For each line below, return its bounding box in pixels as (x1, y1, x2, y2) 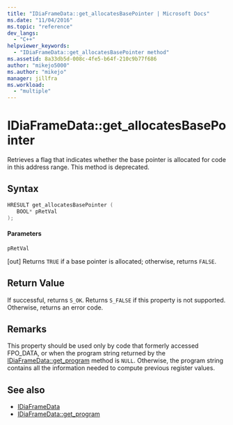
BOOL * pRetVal (16, 208, 58, 215)
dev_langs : (7, 29, 39, 37)
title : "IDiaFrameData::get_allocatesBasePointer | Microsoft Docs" (7, 10, 210, 17)
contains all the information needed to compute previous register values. (7, 364, 216, 372)
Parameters (7, 230, 42, 238)
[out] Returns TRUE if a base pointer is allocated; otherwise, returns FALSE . (7, 257, 217, 265)
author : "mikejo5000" (7, 62, 70, 69)
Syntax (7, 183, 39, 195)
